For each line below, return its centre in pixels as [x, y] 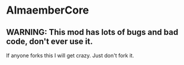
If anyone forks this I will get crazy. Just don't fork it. [70, 56]
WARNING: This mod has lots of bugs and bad [92, 32]
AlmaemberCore [48, 10]
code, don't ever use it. [49, 41]
